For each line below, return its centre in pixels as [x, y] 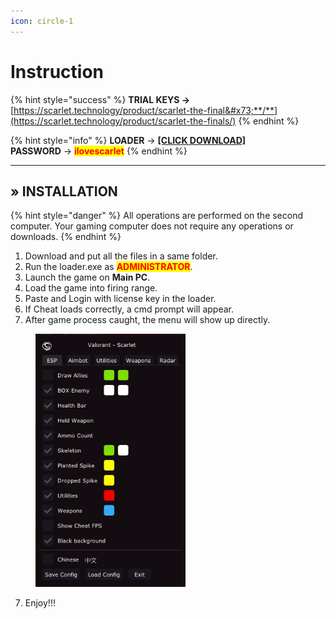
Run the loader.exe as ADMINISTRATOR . [108, 267]
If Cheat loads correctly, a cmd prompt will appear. [129, 309]
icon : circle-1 [42, 21]
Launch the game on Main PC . [87, 277]
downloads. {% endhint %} [66, 237]
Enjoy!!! [40, 602]
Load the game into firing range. [91, 288]
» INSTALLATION [64, 191]
